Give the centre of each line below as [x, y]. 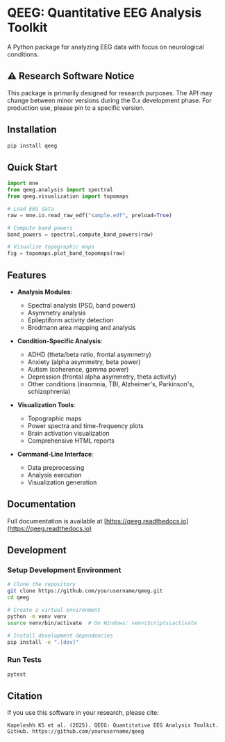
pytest [17, 674]
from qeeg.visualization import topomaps [68, 196]
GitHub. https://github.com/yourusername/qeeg [76, 732]
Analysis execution [55, 475]
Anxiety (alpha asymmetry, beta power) [84, 362]
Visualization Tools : [47, 404]
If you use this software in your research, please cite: [83, 713]
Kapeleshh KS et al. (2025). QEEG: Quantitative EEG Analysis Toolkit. [113, 725]
